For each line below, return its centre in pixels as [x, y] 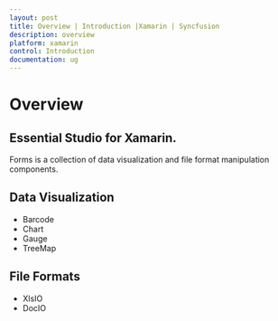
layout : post [34, 18]
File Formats [45, 277]
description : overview [52, 34]
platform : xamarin [44, 43]
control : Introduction [52, 52]
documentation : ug [44, 60]
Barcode [38, 219]
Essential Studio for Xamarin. [93, 138]
